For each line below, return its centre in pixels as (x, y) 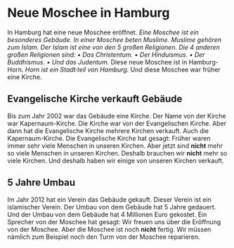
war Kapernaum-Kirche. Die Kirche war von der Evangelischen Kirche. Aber (117, 123)
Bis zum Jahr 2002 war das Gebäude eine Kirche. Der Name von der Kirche (117, 116)
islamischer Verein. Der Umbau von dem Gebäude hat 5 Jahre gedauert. (112, 207)
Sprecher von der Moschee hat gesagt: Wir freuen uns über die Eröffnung (114, 221)
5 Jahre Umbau (41, 182)
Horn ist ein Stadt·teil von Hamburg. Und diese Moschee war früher (123, 69)
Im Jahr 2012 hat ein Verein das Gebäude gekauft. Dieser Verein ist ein (110, 199)
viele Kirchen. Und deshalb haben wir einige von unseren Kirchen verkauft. (116, 160)
